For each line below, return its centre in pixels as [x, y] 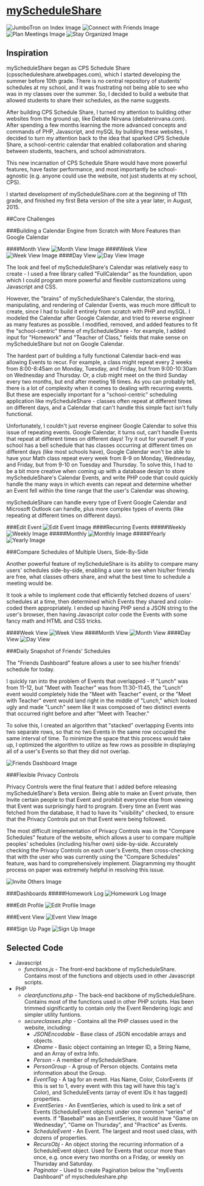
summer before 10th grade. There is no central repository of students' [94, 80]
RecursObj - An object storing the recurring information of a [108, 1144]
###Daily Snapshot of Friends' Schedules [58, 651]
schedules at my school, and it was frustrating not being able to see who [97, 87]
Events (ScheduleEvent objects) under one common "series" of [113, 1112]
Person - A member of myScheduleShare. [86, 1060]
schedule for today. [30, 669]
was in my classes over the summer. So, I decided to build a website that [97, 94]
